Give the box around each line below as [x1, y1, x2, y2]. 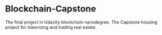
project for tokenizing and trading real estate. [5, 24, 97, 30]
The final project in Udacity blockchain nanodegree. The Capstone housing [5, 19, 158, 25]
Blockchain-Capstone [5, 3, 97, 14]
